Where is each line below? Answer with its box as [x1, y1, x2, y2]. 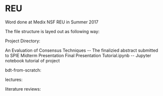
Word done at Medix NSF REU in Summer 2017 [5, 19, 99, 25]
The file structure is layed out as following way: [5, 28, 100, 34]
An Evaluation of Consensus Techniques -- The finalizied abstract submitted [5, 47, 158, 53]
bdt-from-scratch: [5, 67, 41, 73]
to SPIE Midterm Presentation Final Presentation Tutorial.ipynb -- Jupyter [5, 52, 152, 58]
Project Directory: [5, 38, 40, 44]
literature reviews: [5, 86, 41, 92]
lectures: [5, 77, 23, 82]
